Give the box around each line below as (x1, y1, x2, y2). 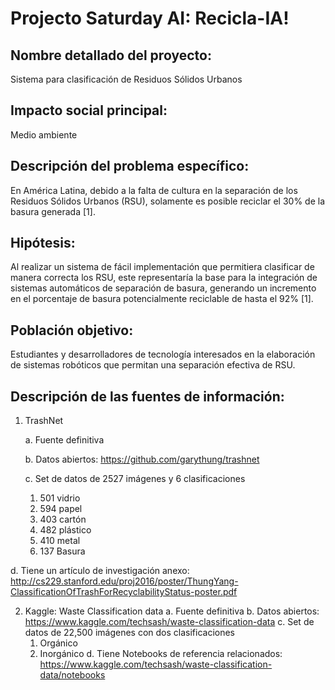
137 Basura (39, 545, 86, 557)
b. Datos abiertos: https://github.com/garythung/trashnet (24, 453, 260, 466)
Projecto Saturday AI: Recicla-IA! (10, 7, 290, 30)
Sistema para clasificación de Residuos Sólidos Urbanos (10, 73, 243, 85)
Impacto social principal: (10, 102, 168, 119)
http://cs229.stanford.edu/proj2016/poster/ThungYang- (10, 575, 239, 587)
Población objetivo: (10, 322, 134, 339)
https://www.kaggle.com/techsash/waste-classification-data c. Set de (24, 616, 315, 628)
